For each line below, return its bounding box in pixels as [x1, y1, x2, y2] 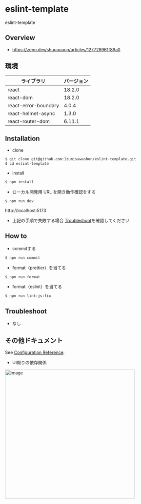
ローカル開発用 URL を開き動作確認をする [12, 189, 96, 194]
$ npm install [5, 179, 34, 185]
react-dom [7, 94, 33, 101]
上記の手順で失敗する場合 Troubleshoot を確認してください [12, 217, 130, 223]
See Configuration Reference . [5, 349, 65, 355]
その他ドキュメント [5, 336, 63, 345]
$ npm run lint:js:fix [5, 293, 51, 298]
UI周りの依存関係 [12, 359, 47, 365]
